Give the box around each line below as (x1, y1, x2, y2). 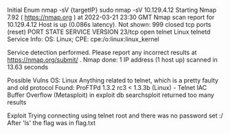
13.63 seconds (7, 63, 49, 71)
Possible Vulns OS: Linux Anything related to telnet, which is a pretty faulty (7, 76, 218, 85)
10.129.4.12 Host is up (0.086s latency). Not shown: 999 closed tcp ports (7, 21, 211, 28)
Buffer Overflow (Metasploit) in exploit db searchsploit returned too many (7, 91, 215, 99)
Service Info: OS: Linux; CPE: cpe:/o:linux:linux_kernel (7, 35, 159, 43)
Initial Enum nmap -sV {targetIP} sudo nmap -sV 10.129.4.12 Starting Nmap (7, 6, 217, 14)
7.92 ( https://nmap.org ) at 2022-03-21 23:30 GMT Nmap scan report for (7, 13, 215, 21)
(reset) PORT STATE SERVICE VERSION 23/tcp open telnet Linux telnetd (7, 27, 211, 36)
